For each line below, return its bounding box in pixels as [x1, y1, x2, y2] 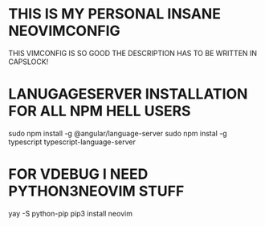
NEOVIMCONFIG [8, 22, 120, 40]
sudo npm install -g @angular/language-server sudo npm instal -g [8, 128, 227, 138]
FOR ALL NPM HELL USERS [8, 102, 191, 120]
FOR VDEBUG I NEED [8, 165, 149, 184]
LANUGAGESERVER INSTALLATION [8, 85, 248, 103]
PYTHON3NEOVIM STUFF [8, 182, 185, 200]
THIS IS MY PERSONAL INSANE [8, 5, 221, 23]
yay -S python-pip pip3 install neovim [8, 208, 132, 218]
